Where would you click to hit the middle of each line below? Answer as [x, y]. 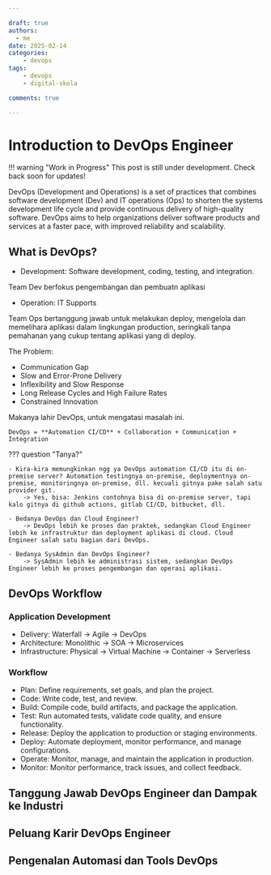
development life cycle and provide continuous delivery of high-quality [126, 209]
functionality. [42, 725]
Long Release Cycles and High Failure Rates [93, 393]
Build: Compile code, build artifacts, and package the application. [129, 707]
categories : [28, 54]
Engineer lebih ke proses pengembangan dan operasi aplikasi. [115, 568]
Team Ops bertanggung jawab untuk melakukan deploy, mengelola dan [127, 319]
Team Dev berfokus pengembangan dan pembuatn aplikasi [107, 287]
